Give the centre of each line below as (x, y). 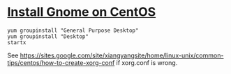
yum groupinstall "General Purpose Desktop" (73, 30)
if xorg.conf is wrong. (147, 62)
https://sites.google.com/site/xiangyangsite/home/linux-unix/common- (122, 55)
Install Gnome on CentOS (82, 12)
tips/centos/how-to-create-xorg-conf (61, 62)
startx (17, 42)
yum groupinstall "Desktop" (48, 36)
